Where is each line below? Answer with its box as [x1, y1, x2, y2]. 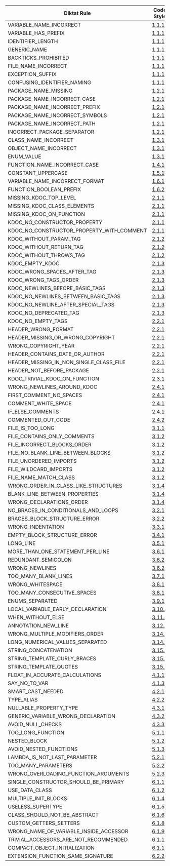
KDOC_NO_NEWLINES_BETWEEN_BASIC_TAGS [8, 293, 120, 300]
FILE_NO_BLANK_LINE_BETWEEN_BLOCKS [8, 449, 111, 456]
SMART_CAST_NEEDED [8, 688, 64, 695]
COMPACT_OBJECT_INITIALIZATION [8, 844, 95, 851]
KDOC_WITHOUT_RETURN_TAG [8, 244, 83, 250]
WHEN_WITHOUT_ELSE [8, 614, 65, 621]
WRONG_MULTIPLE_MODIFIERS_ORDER [8, 631, 104, 637]
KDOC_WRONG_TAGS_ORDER [8, 277, 79, 283]
